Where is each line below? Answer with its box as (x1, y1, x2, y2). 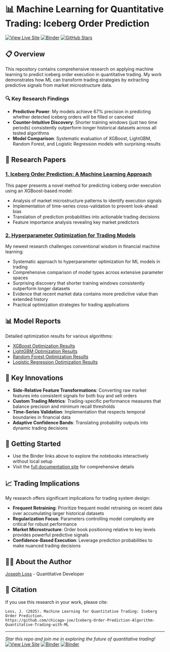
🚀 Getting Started (5, 439, 61, 449)
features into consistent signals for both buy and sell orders (12, 392, 137, 398)
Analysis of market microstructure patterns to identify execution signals (12, 197, 162, 203)
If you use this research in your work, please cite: (5, 599, 108, 605)
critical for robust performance (12, 521, 77, 527)
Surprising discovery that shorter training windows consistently (12, 280, 145, 286)
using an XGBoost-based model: (5, 188, 73, 194)
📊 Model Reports (5, 317, 61, 326)
